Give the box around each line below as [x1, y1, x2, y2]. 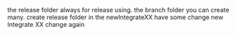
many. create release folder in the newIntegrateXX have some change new [7, 13, 224, 21]
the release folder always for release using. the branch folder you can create [7, 6, 230, 14]
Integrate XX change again [7, 21, 85, 28]
